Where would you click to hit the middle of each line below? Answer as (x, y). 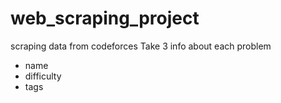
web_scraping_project (105, 18)
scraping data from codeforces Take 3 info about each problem (141, 46)
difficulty (43, 76)
